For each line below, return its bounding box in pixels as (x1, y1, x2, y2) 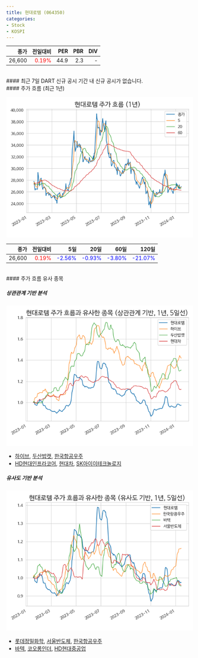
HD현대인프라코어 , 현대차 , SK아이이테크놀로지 (14, 459, 122, 467)
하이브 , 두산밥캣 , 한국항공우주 (14, 452, 84, 459)
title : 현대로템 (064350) (6, 10, 65, 15)
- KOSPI (6, 29, 25, 34)
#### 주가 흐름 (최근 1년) (6, 84, 65, 92)
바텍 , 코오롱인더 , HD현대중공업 (14, 645, 86, 652)
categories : (6, 15, 36, 22)
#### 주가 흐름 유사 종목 (6, 275, 64, 282)
